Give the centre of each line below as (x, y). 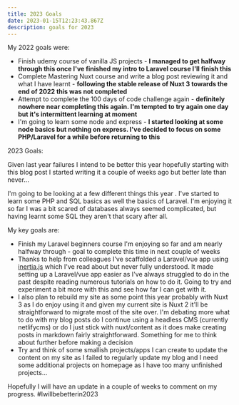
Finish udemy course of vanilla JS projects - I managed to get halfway (122, 61)
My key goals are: (34, 230)
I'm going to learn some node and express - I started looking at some (120, 122)
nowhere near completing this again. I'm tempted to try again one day (123, 107)
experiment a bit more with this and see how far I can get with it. (112, 289)
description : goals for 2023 (51, 27)
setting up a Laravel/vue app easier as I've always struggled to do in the (123, 275)
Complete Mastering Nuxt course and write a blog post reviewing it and (123, 76)
